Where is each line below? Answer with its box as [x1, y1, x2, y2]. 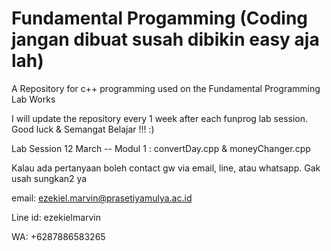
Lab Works [11, 93, 56, 105]
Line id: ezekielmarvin [11, 211, 102, 223]
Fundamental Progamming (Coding [11, 7, 309, 30]
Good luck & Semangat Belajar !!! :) [11, 123, 155, 135]
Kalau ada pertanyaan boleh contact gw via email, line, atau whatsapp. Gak [11, 162, 321, 174]
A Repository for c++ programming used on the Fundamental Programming [11, 82, 321, 94]
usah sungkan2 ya [11, 172, 88, 184]
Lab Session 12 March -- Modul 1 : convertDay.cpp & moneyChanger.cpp [11, 142, 311, 154]
